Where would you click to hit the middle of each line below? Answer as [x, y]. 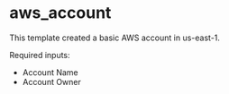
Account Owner [51, 81]
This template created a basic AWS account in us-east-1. [115, 38]
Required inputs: [40, 55]
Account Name [50, 72]
